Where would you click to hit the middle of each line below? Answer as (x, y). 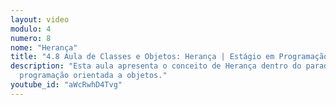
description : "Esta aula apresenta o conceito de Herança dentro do (156, 66)
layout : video (40, 19)
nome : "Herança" (44, 47)
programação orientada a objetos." (93, 76)
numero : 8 (31, 38)
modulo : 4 (31, 29)
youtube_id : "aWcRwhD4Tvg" (66, 85)
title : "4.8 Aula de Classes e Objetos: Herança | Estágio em (142, 57)
